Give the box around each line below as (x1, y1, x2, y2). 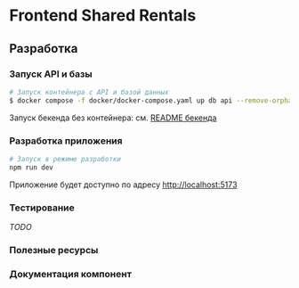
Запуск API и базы (9, 68, 93, 80)
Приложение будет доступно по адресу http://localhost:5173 (9, 179, 238, 190)
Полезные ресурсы (9, 243, 99, 256)
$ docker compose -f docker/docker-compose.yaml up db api (9, 95, 233, 105)
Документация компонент (9, 267, 132, 280)
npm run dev (9, 162, 53, 172)
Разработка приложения (9, 135, 123, 147)
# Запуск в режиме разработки (9, 154, 122, 163)
